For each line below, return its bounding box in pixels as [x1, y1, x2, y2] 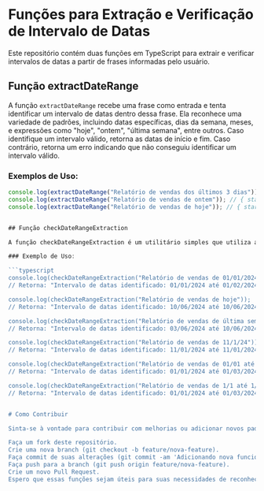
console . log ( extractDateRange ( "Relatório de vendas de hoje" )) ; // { [8, 203, 241, 210]
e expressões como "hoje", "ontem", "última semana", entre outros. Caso [8, 125, 244, 135]
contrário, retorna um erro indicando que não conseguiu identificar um [8, 142, 237, 151]
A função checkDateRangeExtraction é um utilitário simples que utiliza [8, 238, 251, 246]
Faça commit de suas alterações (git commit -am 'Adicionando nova [8, 453, 234, 462]
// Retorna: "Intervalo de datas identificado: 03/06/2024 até [8, 325, 220, 333]
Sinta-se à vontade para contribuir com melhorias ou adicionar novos [8, 424, 244, 433]
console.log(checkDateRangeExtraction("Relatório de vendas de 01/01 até [8, 360, 255, 368]
